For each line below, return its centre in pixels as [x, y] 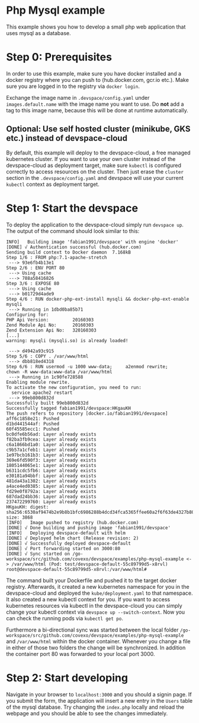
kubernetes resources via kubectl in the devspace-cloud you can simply [94, 605]
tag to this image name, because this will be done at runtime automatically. [97, 110]
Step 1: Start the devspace [72, 208]
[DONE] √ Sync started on [38, 554]
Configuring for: [28, 315]
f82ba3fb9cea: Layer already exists [51, 439]
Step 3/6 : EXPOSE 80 [33, 283]
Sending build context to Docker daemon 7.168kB [69, 252]
